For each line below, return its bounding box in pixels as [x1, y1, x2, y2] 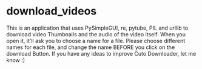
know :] [6, 56, 25, 64]
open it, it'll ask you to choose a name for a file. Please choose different [6, 37, 186, 44]
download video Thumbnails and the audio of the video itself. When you [6, 30, 186, 38]
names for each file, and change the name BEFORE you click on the [6, 44, 175, 51]
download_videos [6, 4, 97, 18]
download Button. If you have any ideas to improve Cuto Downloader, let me [6, 50, 197, 57]
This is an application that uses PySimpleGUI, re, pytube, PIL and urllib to [6, 24, 189, 31]
